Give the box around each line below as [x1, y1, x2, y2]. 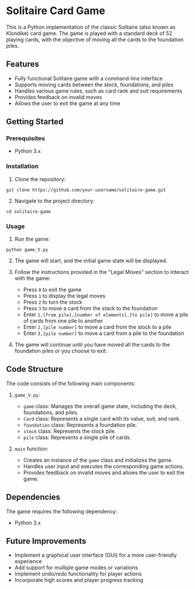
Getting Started [6, 117, 64, 127]
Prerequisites [6, 134, 45, 143]
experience [14, 558, 42, 565]
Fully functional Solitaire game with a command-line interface [14, 75, 163, 82]
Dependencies [6, 492, 60, 502]
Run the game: [14, 236, 50, 243]
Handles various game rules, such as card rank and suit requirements [14, 87, 183, 94]
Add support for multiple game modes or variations [14, 564, 138, 571]
